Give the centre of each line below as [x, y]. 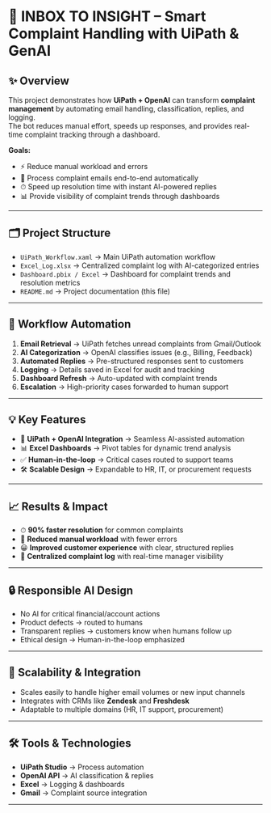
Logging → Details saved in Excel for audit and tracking [112, 369]
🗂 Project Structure [60, 233]
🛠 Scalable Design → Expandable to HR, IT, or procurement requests [135, 469]
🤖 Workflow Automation [70, 324]
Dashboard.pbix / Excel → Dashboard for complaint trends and [125, 273]
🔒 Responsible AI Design [71, 590]
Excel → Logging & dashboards [72, 784]
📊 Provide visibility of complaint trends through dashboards [120, 196]
